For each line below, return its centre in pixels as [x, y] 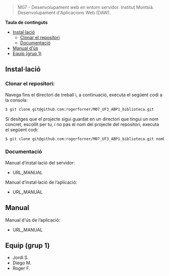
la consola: [16, 100]
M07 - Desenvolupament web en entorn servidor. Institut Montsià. [86, 7]
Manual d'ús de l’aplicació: [33, 220]
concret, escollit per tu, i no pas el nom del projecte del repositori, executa [82, 124]
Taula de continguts [26, 22]
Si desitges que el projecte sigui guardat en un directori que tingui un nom [82, 119]
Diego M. [22, 263]
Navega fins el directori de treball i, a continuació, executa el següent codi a [84, 95]
